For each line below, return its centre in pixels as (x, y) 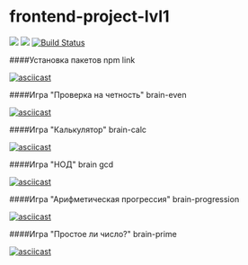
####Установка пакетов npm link (72, 59)
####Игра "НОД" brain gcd (62, 164)
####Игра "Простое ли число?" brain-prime (93, 234)
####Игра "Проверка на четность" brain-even (98, 94)
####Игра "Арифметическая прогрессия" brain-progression (124, 199)
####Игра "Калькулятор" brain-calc (78, 129)
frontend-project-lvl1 (89, 17)
